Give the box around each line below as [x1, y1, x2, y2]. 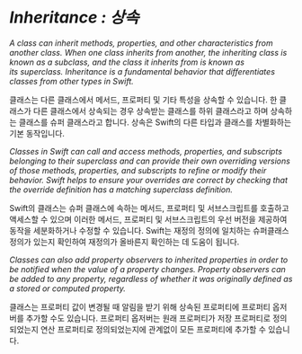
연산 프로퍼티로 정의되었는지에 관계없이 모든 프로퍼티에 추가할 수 [40, 323, 267, 334]
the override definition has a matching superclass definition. [9, 184, 234, 195]
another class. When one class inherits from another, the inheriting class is [9, 47, 288, 58]
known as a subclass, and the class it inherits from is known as [9, 57, 245, 67]
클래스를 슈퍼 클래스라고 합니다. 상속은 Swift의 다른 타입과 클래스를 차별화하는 [18, 117, 292, 128]
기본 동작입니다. [9, 128, 66, 138]
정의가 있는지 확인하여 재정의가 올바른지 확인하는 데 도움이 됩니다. [9, 236, 240, 247]
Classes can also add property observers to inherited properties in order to [9, 254, 289, 265]
